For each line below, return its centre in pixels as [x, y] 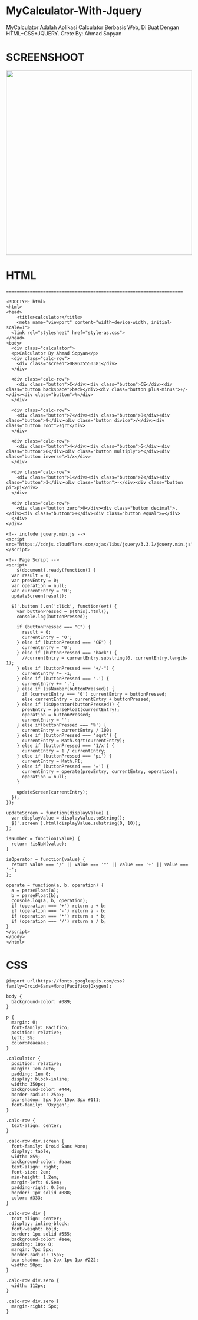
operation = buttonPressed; [56, 715]
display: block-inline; [40, 1079]
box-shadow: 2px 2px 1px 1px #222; [55, 1260]
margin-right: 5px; [35, 1306]
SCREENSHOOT [45, 58]
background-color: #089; [42, 1001]
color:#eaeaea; [30, 1043]
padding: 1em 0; [31, 1074]
